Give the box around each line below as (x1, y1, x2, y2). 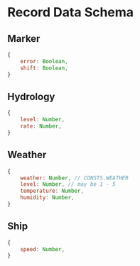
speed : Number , (20, 245, 65, 253)
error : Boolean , (20, 57, 69, 65)
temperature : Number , (20, 187, 84, 195)
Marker (7, 33, 41, 45)
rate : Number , (20, 123, 62, 130)
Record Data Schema (7, 4, 134, 21)
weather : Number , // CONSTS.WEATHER (20, 174, 129, 182)
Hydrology (7, 90, 55, 103)
